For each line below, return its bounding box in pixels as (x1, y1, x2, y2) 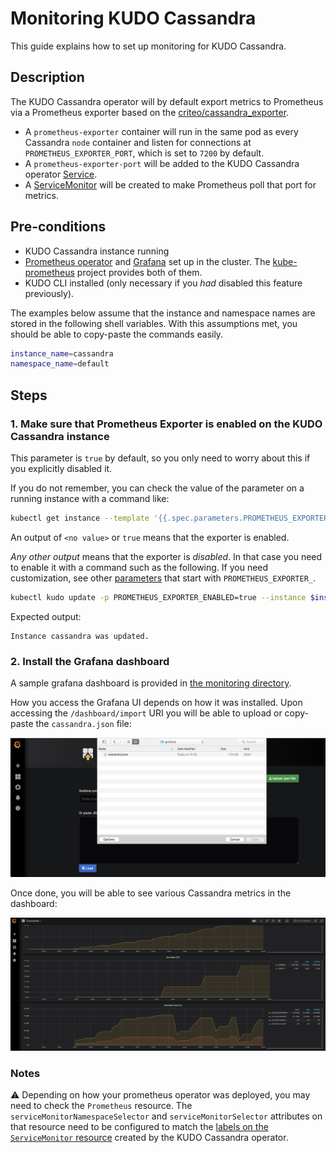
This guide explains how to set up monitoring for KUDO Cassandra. (10, 40, 287, 52)
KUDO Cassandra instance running (24, 245, 170, 257)
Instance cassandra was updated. (10, 631, 150, 641)
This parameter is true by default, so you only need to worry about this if (10, 452, 311, 464)
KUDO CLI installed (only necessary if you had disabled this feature (24, 277, 303, 289)
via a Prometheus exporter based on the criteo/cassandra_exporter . (10, 106, 290, 118)
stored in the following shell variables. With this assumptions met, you (10, 317, 298, 329)
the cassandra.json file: (35, 718, 132, 730)
